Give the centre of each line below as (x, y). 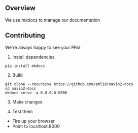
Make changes (27, 102)
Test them (22, 111)
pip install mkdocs (25, 66)
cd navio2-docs (21, 88)
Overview (20, 8)
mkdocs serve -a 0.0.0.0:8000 (36, 93)
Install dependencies (34, 57)
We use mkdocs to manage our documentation (52, 20)
